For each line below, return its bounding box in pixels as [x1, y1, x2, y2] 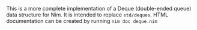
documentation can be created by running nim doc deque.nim [6, 18, 158, 24]
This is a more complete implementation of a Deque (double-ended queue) [6, 5, 192, 12]
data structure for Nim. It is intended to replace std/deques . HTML [6, 11, 169, 18]
